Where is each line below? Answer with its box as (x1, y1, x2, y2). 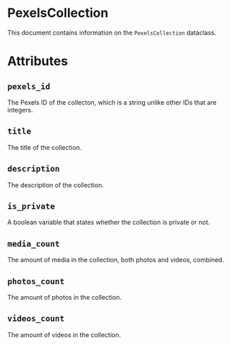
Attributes (7, 53, 69, 69)
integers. (7, 105, 33, 114)
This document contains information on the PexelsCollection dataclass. (7, 28, 217, 37)
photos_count (7, 276, 65, 286)
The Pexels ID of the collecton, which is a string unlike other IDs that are (7, 98, 217, 107)
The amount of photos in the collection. (7, 293, 122, 301)
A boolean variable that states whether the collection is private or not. (7, 218, 211, 227)
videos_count (7, 313, 65, 324)
